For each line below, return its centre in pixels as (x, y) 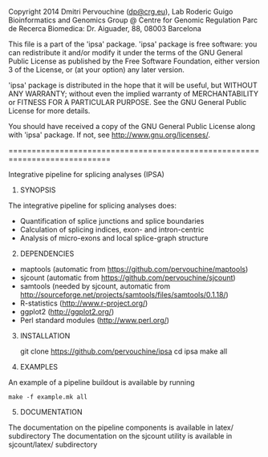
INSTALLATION (45, 336)
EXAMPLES (39, 367)
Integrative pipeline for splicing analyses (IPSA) (86, 174)
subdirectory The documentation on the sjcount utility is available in (120, 436)
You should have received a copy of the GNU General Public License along (132, 126)
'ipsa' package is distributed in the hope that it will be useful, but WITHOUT (133, 85)
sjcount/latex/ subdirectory (53, 445)
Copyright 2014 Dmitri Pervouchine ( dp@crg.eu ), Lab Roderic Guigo (121, 12)
